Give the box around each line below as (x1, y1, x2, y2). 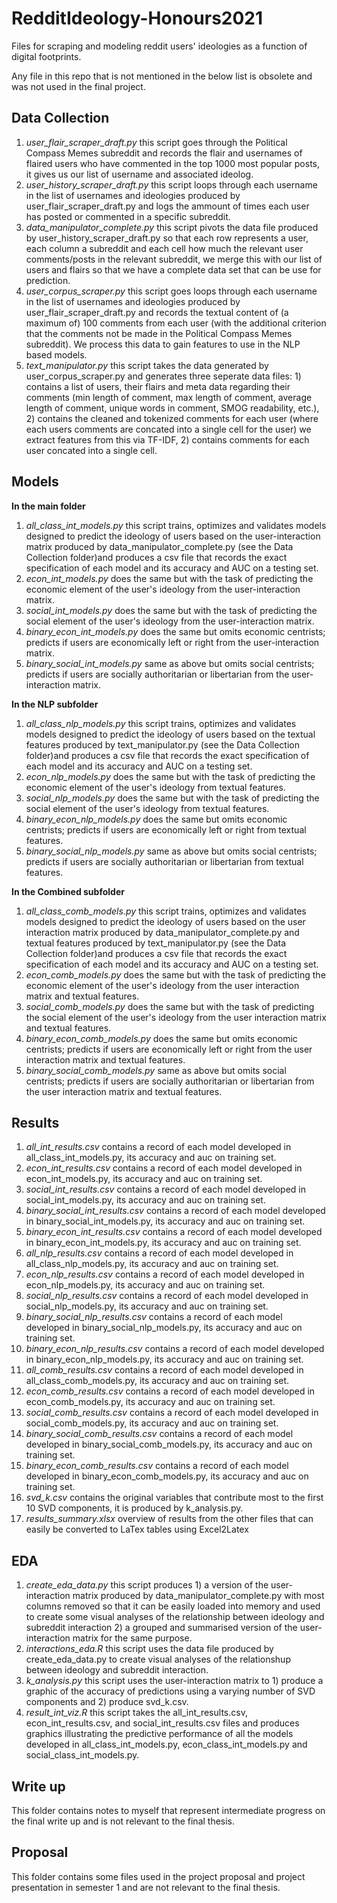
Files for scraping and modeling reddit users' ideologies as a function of (11, 40, 308, 52)
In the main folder (11, 500, 86, 512)
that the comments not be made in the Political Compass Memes (25, 327, 293, 339)
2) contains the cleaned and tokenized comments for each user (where (25, 412, 319, 424)
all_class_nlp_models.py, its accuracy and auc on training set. (25, 1258, 279, 1270)
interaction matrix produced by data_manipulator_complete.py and (25, 926, 300, 938)
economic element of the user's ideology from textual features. (25, 781, 286, 793)
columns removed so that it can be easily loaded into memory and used (25, 1600, 321, 1612)
